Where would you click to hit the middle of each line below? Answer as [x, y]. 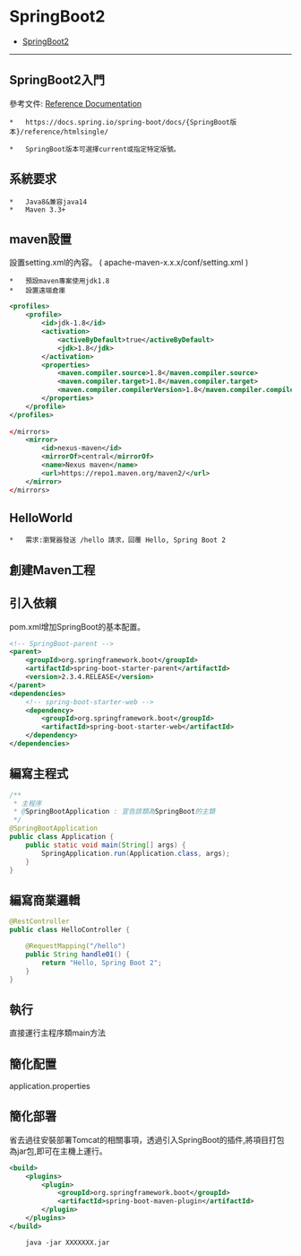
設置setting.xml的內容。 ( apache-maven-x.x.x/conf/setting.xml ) [129, 263]
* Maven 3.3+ [38, 209]
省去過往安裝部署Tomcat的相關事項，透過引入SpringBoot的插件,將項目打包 [147, 1139]
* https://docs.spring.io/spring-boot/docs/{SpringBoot [120, 122]
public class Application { [62, 837]
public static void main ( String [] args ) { [106, 845]
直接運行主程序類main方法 [57, 1033]
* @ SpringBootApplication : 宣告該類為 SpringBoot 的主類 [114, 812]
